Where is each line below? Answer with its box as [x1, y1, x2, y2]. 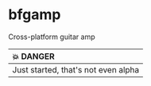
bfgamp [8, 6, 61, 24]
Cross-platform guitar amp [8, 32, 95, 41]
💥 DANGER [12, 50, 56, 61]
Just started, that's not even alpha [12, 64, 140, 75]
